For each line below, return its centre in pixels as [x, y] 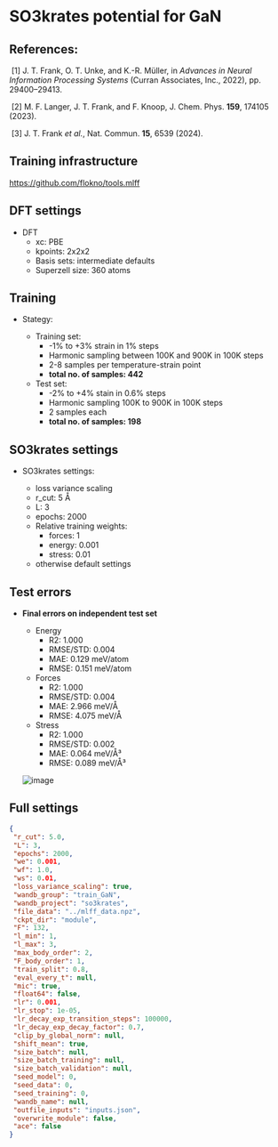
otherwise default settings [83, 564]
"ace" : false [37, 1127]
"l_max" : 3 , [35, 945]
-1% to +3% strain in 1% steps [104, 346]
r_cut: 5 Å [53, 498]
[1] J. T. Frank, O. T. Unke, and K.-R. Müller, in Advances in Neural [131, 70]
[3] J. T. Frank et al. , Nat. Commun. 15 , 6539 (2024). [107, 133]
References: [44, 49]
